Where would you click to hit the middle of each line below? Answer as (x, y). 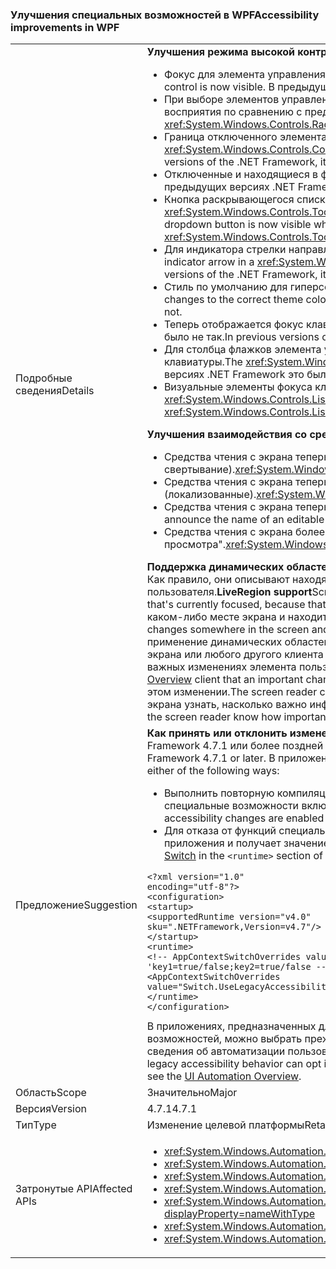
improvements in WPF (65, 27)
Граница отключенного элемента (245, 137)
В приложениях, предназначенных (231, 1026)
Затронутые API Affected (74, 1189)
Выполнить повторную (219, 793)
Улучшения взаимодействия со (227, 435)
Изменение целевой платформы (225, 1125)
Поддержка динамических (215, 567)
